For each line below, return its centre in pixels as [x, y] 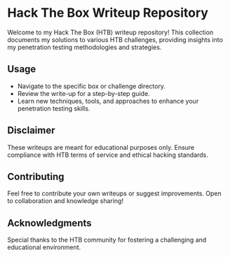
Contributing [36, 176]
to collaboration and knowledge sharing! [66, 201]
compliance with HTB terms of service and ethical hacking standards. [108, 155]
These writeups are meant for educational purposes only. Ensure [101, 147]
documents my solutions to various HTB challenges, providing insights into [115, 39]
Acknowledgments [50, 223]
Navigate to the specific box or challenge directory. [92, 86]
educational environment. [44, 247]
